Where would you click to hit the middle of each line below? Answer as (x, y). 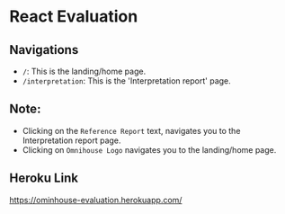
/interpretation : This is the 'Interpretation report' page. (126, 81)
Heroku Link (44, 178)
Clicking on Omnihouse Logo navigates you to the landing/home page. (149, 149)
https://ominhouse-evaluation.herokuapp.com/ (96, 200)
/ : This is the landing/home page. (84, 71)
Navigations (44, 50)
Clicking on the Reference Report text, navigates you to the (131, 130)
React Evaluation (74, 17)
